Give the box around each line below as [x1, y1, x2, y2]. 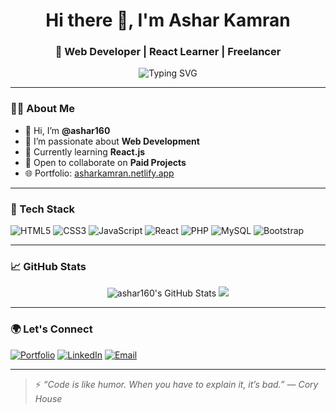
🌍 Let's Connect [10, 322, 93, 336]
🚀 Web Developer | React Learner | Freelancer [54, 45, 282, 59]
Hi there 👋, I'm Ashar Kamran [45, 9, 291, 32]
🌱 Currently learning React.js [24, 145, 146, 158]
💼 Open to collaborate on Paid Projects [24, 156, 187, 168]
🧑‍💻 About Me [10, 102, 75, 116]
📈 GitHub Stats [10, 260, 87, 273]
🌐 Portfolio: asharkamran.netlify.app [24, 167, 175, 179]
